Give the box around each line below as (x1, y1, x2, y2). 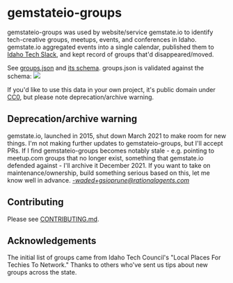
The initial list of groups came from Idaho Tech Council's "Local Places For (7, 253, 221, 262)
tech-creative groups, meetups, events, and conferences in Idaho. (7, 35, 197, 43)
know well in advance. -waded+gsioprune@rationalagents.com (7, 176, 190, 184)
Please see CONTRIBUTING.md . (7, 215, 99, 223)
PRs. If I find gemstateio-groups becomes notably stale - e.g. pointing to (7, 146, 214, 155)
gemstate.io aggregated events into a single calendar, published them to (7, 43, 214, 51)
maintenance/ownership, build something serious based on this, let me (7, 169, 210, 177)
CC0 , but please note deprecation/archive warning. (7, 93, 154, 101)
